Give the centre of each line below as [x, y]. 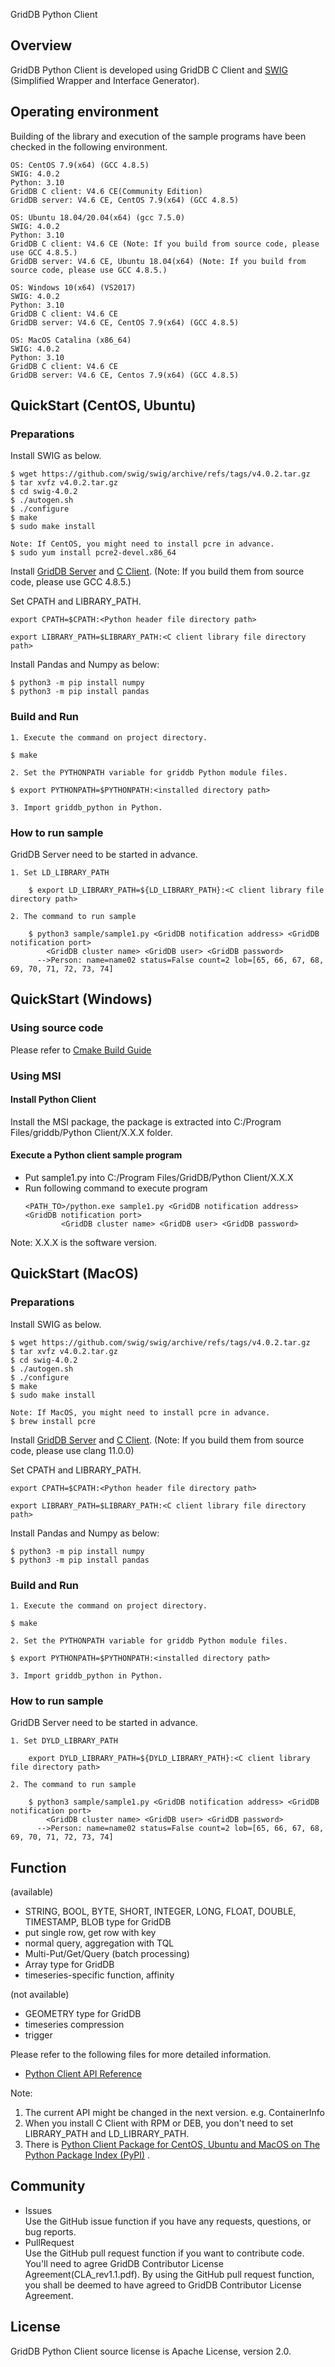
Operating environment [85, 112]
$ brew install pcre [53, 1421]
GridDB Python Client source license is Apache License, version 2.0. [151, 2351]
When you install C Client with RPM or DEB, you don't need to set [159, 2123]
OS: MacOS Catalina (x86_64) [71, 340]
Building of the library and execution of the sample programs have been [158, 136]
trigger [38, 2035]
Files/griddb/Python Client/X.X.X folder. [91, 1132]
